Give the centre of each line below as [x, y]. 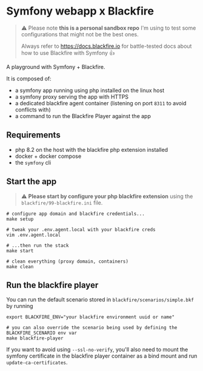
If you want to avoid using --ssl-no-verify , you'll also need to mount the [97, 350]
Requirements [33, 135]
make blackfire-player [35, 338]
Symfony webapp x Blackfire [80, 11]
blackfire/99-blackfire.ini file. [62, 202]
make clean [20, 267]
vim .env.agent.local [34, 235]
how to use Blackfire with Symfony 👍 [68, 53]
